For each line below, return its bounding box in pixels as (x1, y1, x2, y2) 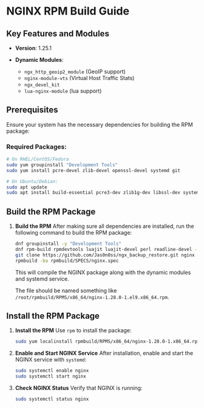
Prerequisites (6, 105, 58, 115)
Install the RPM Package (6, 311, 100, 321)
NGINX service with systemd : (15, 356, 87, 363)
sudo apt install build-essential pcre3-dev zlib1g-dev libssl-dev (6, 190, 181, 196)
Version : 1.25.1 (15, 44, 52, 52)
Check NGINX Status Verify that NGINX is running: (15, 384, 143, 392)
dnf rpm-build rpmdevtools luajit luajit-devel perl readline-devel (15, 247, 192, 253)
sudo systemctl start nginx (15, 373, 86, 380)
